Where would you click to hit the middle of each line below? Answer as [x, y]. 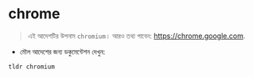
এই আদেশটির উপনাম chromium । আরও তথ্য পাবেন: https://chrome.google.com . [136, 36]
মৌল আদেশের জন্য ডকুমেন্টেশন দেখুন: [62, 52]
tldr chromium [32, 67]
